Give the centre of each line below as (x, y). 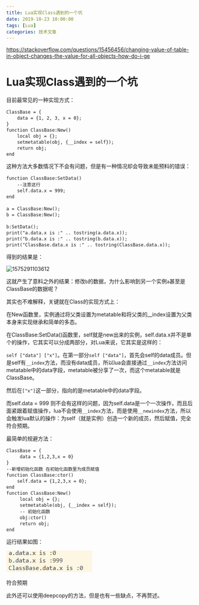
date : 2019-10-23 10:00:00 (40, 19)
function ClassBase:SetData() (44, 178)
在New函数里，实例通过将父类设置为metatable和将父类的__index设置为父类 (99, 315)
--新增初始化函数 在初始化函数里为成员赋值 (53, 470)
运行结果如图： (25, 542)
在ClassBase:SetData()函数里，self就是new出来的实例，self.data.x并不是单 (99, 335)
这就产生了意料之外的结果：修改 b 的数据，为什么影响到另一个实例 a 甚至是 (96, 281)
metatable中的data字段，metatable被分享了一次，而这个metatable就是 (93, 370)
